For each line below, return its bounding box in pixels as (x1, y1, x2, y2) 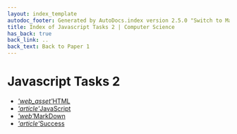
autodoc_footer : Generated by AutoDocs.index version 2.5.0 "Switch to (7, 17, 222, 24)
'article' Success (17, 119, 65, 128)
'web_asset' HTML (17, 97, 71, 105)
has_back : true (7, 30, 52, 37)
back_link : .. (7, 37, 49, 44)
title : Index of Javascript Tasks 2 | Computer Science (7, 23, 175, 30)
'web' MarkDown (17, 111, 66, 120)
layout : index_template (7, 10, 78, 18)
